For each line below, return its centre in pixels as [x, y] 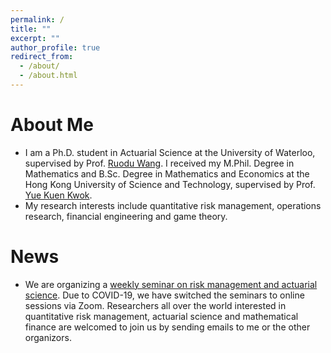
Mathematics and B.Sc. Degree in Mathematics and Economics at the [167, 173]
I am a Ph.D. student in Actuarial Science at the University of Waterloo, [170, 152]
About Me [52, 125]
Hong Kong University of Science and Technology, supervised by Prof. [170, 184]
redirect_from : [42, 57]
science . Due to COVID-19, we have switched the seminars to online [164, 295]
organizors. [48, 337]
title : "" [31, 29]
